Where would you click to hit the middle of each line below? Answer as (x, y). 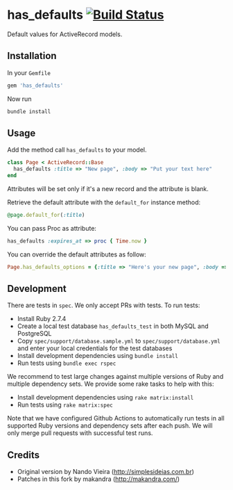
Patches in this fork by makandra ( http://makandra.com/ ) (98, 479)
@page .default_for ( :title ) (46, 215)
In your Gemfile (29, 72)
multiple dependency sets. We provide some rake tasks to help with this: (111, 384)
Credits (24, 455)
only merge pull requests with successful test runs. (80, 433)
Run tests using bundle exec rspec (67, 363)
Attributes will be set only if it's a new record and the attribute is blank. (108, 188)
